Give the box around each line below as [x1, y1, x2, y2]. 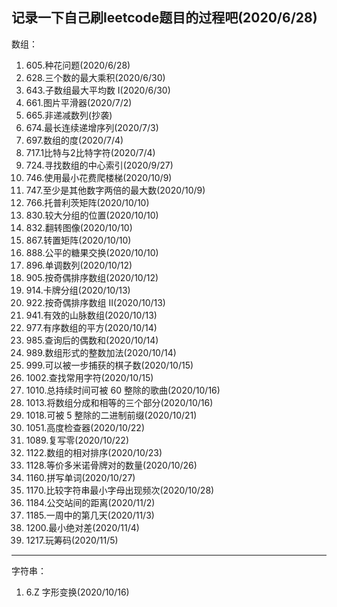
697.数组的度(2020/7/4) [25, 134, 124, 146]
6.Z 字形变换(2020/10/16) [25, 586, 130, 598]
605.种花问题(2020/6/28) [25, 59, 131, 71]
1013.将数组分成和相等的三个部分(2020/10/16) [25, 396, 214, 408]
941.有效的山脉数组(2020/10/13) [25, 309, 158, 321]
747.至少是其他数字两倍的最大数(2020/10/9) [25, 184, 206, 196]
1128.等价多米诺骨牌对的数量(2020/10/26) [25, 459, 198, 471]
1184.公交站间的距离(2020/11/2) [25, 496, 156, 508]
